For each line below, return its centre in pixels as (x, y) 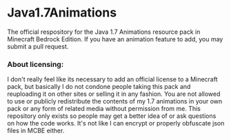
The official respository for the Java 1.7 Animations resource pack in (104, 32)
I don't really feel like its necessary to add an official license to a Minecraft (112, 79)
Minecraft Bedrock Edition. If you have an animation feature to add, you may (115, 39)
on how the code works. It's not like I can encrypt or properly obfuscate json (116, 123)
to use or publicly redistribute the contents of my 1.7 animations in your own (115, 101)
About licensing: (36, 64)
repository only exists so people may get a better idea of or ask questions (112, 116)
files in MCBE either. (36, 131)
